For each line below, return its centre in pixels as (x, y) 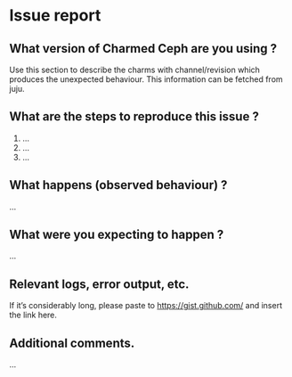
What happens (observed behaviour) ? (118, 185)
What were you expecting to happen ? (117, 235)
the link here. (33, 315)
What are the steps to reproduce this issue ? (134, 117)
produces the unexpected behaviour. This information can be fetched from (146, 79)
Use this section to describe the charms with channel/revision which (135, 70)
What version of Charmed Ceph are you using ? (143, 49)
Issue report (55, 16)
